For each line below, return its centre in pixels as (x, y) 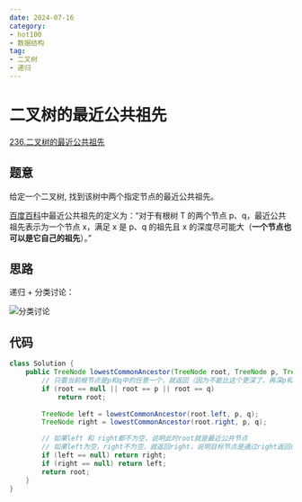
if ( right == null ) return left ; (104, 463)
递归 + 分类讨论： (42, 292)
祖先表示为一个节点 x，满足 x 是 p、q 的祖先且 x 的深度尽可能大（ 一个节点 (147, 227)
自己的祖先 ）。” (66, 238)
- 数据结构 (27, 43)
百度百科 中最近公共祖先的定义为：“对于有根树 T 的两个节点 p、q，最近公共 (148, 215)
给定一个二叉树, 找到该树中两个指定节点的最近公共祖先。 (114, 196)
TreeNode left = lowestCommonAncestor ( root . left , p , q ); (150, 414)
